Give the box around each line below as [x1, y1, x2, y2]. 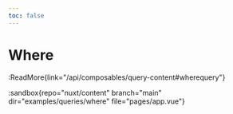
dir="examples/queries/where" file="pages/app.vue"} [8, 96, 186, 106]
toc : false [8, 11, 45, 20]
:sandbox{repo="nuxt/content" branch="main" [8, 88, 162, 97]
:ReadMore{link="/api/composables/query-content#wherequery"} [8, 73, 226, 82]
